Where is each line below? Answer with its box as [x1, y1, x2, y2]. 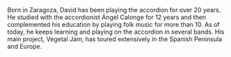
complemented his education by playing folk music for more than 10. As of [7, 21, 221, 28]
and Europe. [7, 43, 42, 50]
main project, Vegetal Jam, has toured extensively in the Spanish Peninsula [7, 35, 223, 43]
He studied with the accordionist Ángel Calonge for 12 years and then [7, 13, 207, 21]
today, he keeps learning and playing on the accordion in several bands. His [7, 27, 225, 36]
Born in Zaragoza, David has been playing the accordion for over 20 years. [7, 6, 221, 14]
